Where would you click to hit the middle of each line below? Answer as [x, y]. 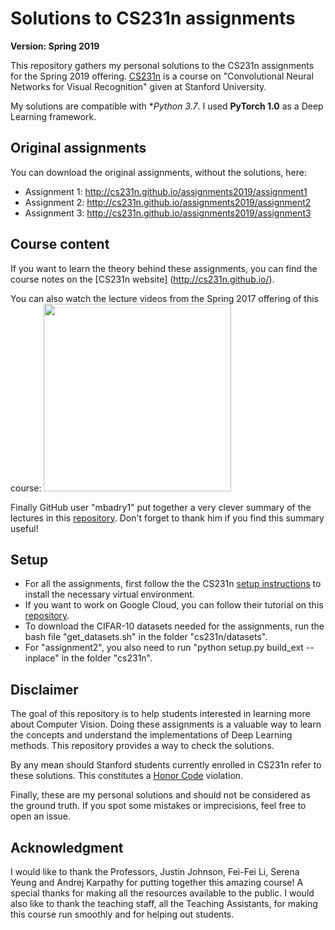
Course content [60, 244]
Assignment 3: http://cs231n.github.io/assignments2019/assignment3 [168, 213]
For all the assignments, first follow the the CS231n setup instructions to [173, 584]
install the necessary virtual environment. [109, 594]
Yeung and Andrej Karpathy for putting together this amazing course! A [157, 882]
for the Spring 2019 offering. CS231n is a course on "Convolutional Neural [162, 76]
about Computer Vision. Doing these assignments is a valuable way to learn [166, 724]
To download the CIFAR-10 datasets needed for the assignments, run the [174, 626]
